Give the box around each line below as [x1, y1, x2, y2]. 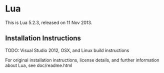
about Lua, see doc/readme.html [5, 62, 72, 68]
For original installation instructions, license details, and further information [5, 57, 159, 63]
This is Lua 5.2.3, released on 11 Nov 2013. [5, 19, 92, 25]
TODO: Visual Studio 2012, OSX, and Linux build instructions [5, 47, 129, 53]
